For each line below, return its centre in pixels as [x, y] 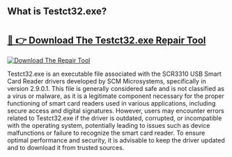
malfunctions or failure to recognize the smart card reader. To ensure [106, 133]
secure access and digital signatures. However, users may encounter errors [116, 111]
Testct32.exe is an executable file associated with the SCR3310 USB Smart [114, 74]
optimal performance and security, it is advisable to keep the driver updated [116, 140]
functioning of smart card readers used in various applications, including [111, 103]
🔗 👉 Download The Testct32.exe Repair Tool [107, 40]
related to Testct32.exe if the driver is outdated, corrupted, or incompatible [115, 118]
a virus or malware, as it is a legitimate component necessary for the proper [116, 96]
